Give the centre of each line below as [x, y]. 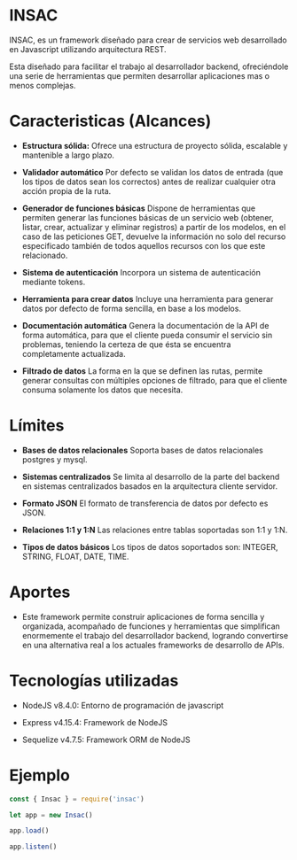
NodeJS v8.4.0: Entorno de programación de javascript [123, 705]
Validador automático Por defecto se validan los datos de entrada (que [152, 172]
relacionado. [45, 255]
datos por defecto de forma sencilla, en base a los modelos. [132, 308]
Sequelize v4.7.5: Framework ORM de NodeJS [106, 740]
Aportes [40, 592]
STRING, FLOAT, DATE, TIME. [75, 556]
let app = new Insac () [51, 815]
